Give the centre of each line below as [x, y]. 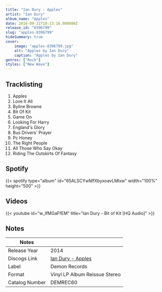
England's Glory [29, 127]
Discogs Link [23, 259]
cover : [12, 42]
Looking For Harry [31, 122]
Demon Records [69, 266]
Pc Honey [22, 137]
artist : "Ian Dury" [25, 14]
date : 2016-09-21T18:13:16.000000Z [42, 23]
